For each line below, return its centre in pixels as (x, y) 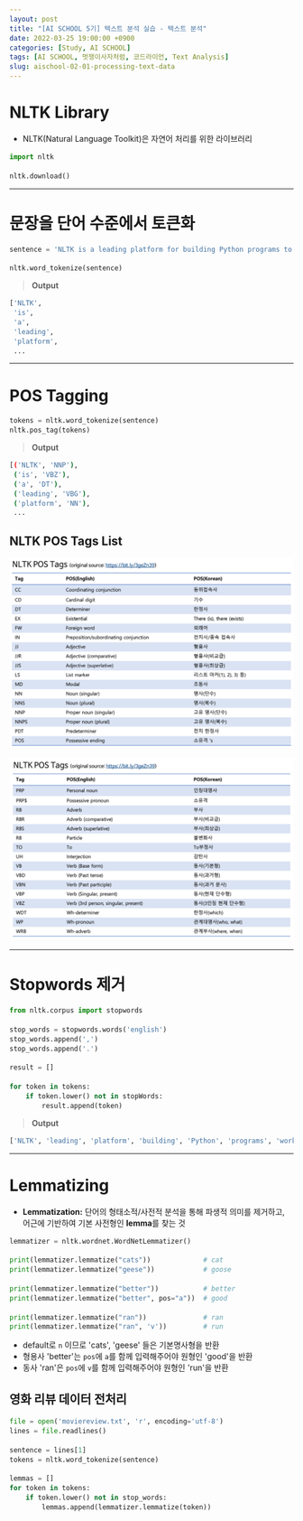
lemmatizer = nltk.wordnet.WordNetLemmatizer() (101, 1241)
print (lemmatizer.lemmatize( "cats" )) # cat (116, 1260)
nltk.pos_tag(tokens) (50, 430)
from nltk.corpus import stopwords (76, 1011)
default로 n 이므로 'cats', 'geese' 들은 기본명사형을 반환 (121, 1345)
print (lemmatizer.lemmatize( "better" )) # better (123, 1288)
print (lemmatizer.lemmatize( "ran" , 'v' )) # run (116, 1327)
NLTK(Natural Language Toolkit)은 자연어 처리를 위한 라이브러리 (137, 138)
